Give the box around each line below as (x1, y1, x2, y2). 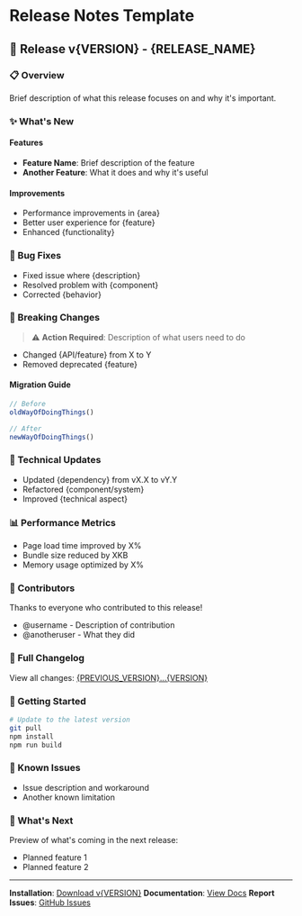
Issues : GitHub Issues (9, 897, 92, 908)
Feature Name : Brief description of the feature (22, 158, 195, 168)
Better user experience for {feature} (22, 217, 155, 228)
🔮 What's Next (9, 814, 74, 827)
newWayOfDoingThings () (9, 432, 94, 441)
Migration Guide (9, 379, 72, 390)
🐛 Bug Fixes (9, 249, 61, 262)
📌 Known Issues (9, 762, 81, 775)
